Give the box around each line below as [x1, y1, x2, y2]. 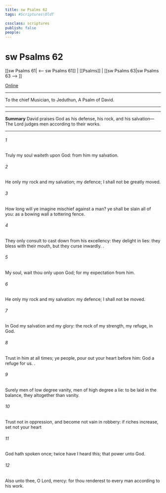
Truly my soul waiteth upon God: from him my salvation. [5, 152, 119, 159]
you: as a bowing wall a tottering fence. [5, 211, 85, 217]
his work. [5, 483, 24, 489]
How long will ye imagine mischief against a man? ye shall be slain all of [5, 206, 151, 212]
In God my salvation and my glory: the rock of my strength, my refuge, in [5, 323, 153, 329]
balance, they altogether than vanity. [5, 392, 80, 398]
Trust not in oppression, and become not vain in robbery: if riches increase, [5, 419, 159, 425]
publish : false [5, 25, 37, 30]
